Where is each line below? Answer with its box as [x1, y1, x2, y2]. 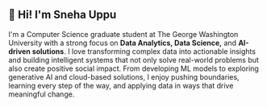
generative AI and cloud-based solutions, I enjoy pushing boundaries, [8, 72, 240, 81]
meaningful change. [8, 89, 75, 99]
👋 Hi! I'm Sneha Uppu [8, 8, 117, 22]
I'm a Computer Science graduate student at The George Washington [8, 29, 239, 39]
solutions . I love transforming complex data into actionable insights [31, 46, 257, 56]
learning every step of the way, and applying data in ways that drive [8, 80, 234, 90]
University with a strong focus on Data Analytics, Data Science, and [8, 38, 236, 47]
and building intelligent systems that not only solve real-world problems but [8, 55, 260, 64]
